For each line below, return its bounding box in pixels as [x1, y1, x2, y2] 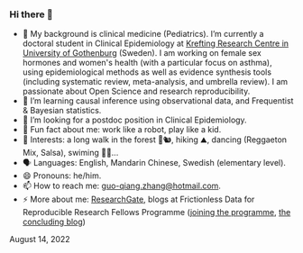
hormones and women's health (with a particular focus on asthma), [22, 58, 272, 68]
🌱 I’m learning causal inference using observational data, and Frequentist [22, 95, 294, 106]
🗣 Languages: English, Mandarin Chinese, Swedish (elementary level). [22, 158, 287, 168]
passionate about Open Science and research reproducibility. [22, 86, 251, 97]
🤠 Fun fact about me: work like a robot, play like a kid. [22, 124, 222, 135]
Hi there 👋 [9, 8, 54, 21]
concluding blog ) [22, 216, 86, 228]
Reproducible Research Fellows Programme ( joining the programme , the [22, 207, 291, 218]
